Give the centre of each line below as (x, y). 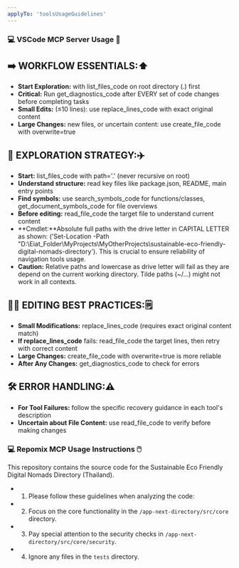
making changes (42, 430)
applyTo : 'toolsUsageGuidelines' (57, 14)
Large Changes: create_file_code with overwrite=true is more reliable (119, 356)
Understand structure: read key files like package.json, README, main (122, 184)
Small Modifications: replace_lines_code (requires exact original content (124, 325)
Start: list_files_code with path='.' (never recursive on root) (104, 176)
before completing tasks (53, 102)
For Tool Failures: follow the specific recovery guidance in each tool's (120, 407)
